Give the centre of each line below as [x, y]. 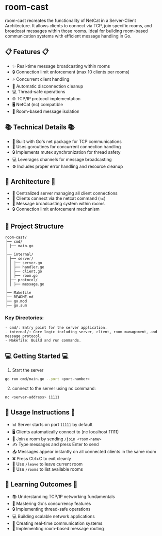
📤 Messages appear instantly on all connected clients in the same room [84, 451]
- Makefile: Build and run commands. [43, 340]
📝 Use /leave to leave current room [47, 464]
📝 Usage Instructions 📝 [40, 412]
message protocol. [24, 336]
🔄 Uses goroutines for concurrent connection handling [66, 146]
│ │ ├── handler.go [25, 267]
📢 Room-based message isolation [46, 111]
